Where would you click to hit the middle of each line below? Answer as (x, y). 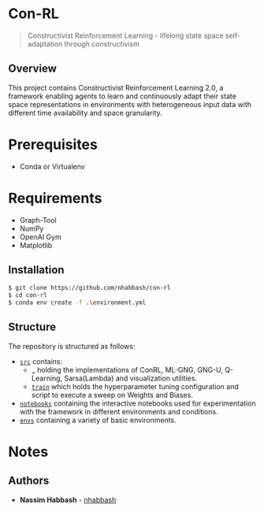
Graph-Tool (38, 220)
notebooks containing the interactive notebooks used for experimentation (138, 403)
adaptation (45, 43)
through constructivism (102, 43)
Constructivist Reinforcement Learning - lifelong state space (125, 35)
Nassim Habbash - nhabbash (68, 499)
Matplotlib (36, 245)
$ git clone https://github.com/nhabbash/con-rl (89, 288)
